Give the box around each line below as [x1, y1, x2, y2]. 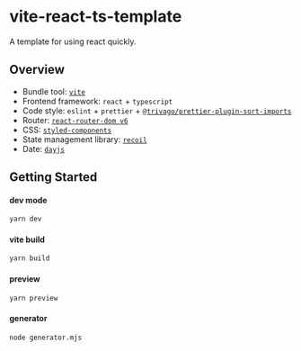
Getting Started [9, 169, 98, 185]
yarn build [9, 254, 50, 263]
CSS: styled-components [22, 124, 112, 135]
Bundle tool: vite [22, 85, 85, 96]
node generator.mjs [9, 333, 83, 342]
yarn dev [9, 214, 42, 224]
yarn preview [9, 293, 58, 302]
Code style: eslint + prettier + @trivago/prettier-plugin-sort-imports [22, 105, 292, 116]
